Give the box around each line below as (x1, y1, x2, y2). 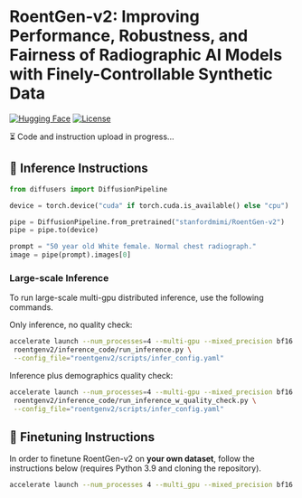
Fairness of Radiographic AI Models (9, 45, 283, 65)
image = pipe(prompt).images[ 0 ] (9, 250, 131, 259)
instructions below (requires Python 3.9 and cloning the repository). (9, 463, 262, 474)
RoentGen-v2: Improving (9, 6, 201, 27)
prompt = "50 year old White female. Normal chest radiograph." (9, 242, 257, 251)
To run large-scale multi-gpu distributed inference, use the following (9, 292, 264, 304)
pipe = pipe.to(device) (9, 226, 99, 235)
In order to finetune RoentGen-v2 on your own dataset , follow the (9, 454, 255, 465)
